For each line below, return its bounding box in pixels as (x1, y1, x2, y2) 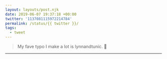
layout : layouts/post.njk (5, 7, 59, 12)
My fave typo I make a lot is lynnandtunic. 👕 (17, 44, 107, 49)
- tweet (9, 30, 26, 35)
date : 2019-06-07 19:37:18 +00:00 (5, 12, 77, 17)
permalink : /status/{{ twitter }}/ (5, 21, 79, 26)
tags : (5, 26, 16, 30)
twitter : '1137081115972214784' (5, 16, 72, 21)
